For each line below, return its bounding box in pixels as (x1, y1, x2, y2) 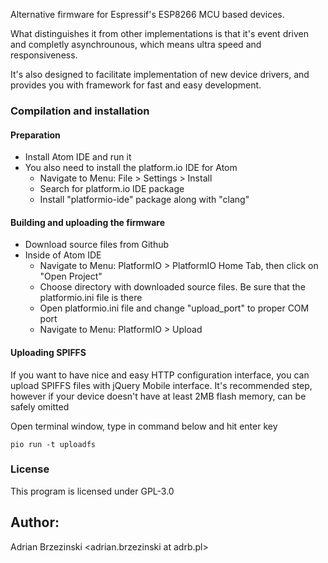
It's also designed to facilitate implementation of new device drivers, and (10, 69, 310, 80)
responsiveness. (10, 49, 78, 61)
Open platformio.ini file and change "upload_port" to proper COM (39, 302, 310, 314)
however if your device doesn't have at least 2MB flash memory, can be (10, 390, 307, 402)
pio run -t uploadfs (10, 439, 97, 449)
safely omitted (10, 400, 70, 413)
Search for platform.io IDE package (39, 183, 185, 195)
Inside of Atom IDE (24, 249, 102, 261)
